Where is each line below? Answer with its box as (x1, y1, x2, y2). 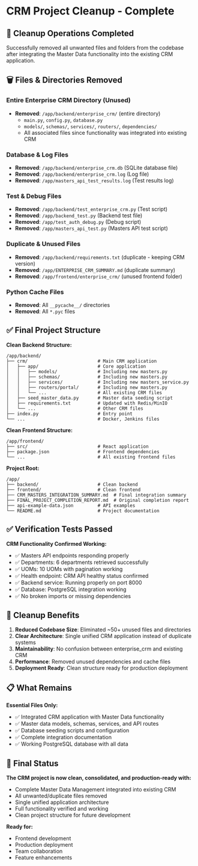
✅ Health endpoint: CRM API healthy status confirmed (14, 572, 149, 579)
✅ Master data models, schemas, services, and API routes (14, 720, 159, 728)
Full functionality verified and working (14, 805, 109, 812)
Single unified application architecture (14, 799, 109, 806)
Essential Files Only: (6, 702, 58, 709)
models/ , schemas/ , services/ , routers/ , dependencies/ (23, 122, 157, 130)
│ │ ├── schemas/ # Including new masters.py (6, 374, 168, 380)
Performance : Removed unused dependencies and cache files (14, 658, 171, 666)
